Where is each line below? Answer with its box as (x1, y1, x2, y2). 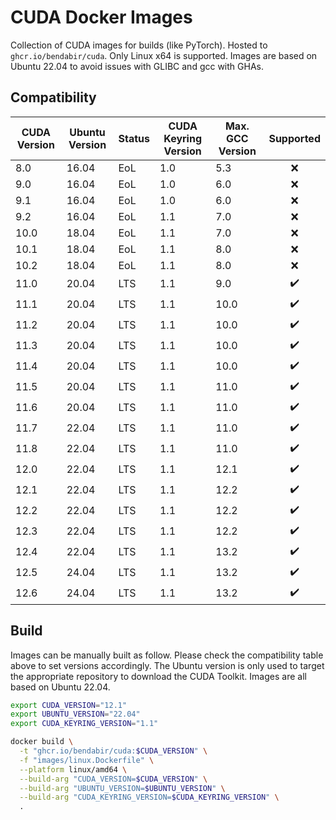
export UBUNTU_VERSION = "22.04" (10, 709, 141, 720)
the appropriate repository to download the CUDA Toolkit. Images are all (10, 670, 307, 682)
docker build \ (10, 737, 74, 747)
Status (118, 131, 150, 145)
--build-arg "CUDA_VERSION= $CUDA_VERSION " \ (19, 774, 208, 784)
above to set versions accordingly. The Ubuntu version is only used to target (10, 659, 325, 671)
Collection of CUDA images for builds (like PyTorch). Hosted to (10, 39, 268, 51)
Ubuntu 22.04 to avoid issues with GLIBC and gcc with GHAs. (10, 60, 264, 72)
